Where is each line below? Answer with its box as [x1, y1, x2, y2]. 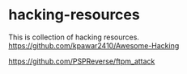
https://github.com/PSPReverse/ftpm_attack [8, 56, 155, 66]
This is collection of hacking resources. [8, 32, 140, 42]
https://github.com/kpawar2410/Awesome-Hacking [8, 40, 180, 50]
